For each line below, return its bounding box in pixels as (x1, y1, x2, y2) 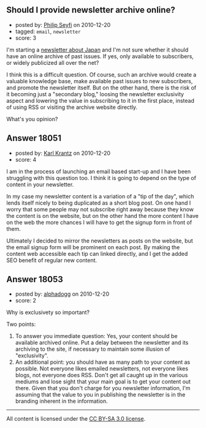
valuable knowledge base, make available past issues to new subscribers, (6, 77, 193, 84)
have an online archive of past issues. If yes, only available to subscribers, (6, 52, 194, 60)
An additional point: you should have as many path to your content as (15, 358, 191, 366)
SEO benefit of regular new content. (6, 257, 97, 264)
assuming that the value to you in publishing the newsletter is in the (15, 391, 186, 399)
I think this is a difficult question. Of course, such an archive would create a (6, 70, 197, 78)
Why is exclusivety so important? (6, 309, 90, 316)
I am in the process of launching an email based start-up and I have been (6, 168, 191, 175)
